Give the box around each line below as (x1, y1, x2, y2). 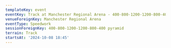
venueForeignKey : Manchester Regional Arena (5, 16, 101, 21)
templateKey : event (5, 7, 47, 12)
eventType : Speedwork (5, 21, 51, 26)
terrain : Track (5, 30, 38, 35)
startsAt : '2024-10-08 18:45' (5, 35, 70, 40)
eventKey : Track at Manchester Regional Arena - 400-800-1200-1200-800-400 (5, 12, 169, 17)
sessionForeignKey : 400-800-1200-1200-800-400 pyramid (5, 26, 124, 31)
